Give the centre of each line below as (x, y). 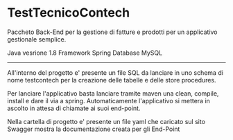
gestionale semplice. (37, 39)
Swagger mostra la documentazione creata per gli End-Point (94, 129)
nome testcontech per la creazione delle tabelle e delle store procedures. (112, 80)
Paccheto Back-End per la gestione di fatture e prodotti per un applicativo (112, 32)
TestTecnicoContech (69, 13)
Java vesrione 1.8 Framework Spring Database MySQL (85, 53)
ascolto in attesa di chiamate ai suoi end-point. (74, 108)
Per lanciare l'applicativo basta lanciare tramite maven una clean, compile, (113, 93)
